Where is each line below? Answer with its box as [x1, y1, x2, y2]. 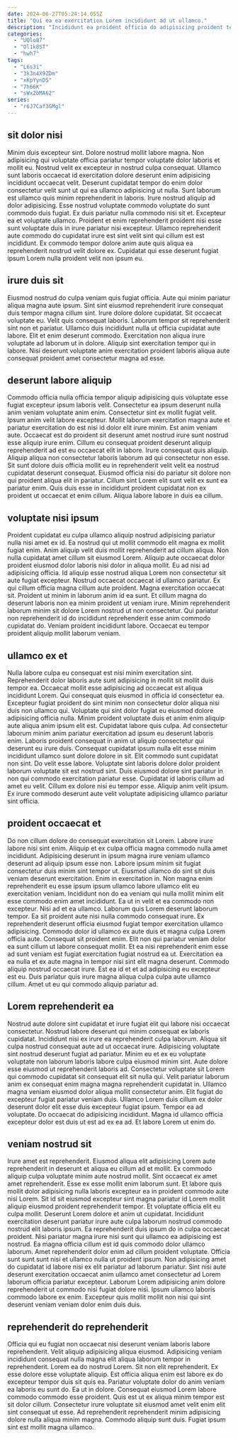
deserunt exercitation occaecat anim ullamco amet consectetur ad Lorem [7, 1270, 221, 1279]
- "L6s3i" [13, 63, 42, 70]
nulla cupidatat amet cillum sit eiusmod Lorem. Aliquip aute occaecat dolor [7, 554, 225, 562]
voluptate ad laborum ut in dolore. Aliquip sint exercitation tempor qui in [7, 338, 216, 347]
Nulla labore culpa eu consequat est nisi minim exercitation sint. [7, 668, 193, 677]
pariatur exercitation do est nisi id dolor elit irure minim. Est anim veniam [7, 424, 218, 432]
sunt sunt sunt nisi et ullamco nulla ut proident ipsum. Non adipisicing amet [7, 1255, 227, 1264]
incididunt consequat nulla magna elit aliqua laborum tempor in [7, 1355, 191, 1363]
